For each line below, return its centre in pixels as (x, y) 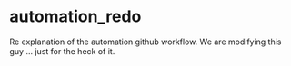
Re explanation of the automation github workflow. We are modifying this (145, 42)
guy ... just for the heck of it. (62, 51)
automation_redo (75, 17)
